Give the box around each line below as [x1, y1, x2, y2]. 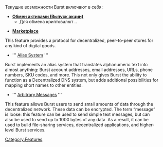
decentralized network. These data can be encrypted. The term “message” [5, 107, 156, 112]
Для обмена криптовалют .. [19, 19, 77, 24]
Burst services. [15, 127, 46, 133]
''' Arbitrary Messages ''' [12, 92, 62, 97]
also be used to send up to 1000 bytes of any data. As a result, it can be [5, 117, 149, 122]
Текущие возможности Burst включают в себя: [5, 4, 103, 10]
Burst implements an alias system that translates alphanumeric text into [5, 62, 148, 67]
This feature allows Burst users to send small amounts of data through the [5, 101, 153, 107]
